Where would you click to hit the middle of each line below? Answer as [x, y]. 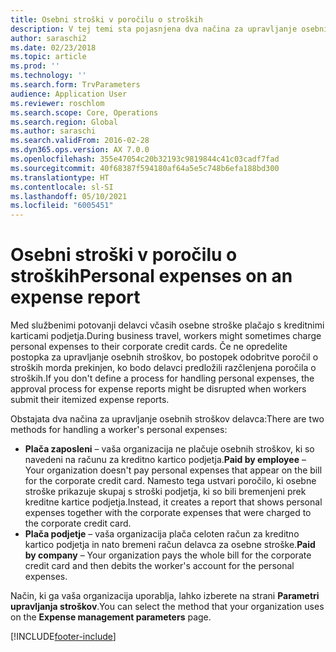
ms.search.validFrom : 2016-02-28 [80, 141]
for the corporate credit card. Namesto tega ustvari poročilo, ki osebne [170, 481]
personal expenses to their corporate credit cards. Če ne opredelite [149, 347]
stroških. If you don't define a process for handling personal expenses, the [162, 378]
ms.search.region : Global [64, 122]
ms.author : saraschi [53, 131]
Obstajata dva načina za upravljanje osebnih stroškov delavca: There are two [167, 419]
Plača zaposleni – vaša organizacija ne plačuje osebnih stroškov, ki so [169, 449]
